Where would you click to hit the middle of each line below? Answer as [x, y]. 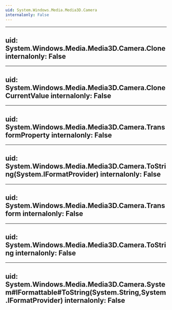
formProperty [28, 135]
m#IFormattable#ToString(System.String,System [86, 292]
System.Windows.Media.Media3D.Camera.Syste [85, 284]
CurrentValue [27, 96]
